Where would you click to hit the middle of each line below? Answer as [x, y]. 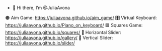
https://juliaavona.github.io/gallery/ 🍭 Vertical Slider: [59, 38]
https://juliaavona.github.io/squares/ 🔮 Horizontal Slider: [63, 32]
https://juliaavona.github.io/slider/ [40, 43]
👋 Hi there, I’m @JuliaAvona [41, 8]
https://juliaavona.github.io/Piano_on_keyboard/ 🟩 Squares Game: [74, 25]
